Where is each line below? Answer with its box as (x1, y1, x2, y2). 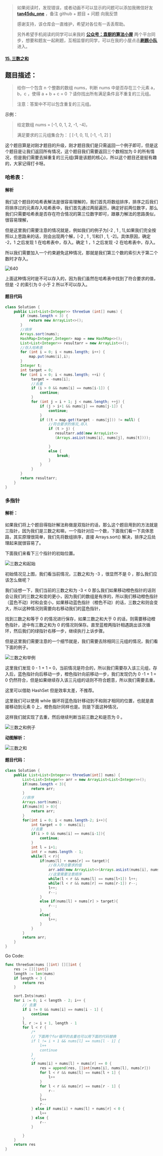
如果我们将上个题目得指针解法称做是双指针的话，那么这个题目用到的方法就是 (5, 522, 158, 528)
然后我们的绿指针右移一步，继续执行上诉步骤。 (13, 628, 107, 634)
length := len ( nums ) (14, 971, 55, 976)
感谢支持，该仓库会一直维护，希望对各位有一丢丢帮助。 (16, 21, 128, 27)
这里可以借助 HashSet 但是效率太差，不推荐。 (5, 687, 97, 693)
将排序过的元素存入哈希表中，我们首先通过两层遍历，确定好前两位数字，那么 (5, 205, 158, 211)
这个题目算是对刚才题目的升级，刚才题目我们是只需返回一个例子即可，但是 (5, 143, 154, 149)
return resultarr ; (20, 476, 57, 481)
